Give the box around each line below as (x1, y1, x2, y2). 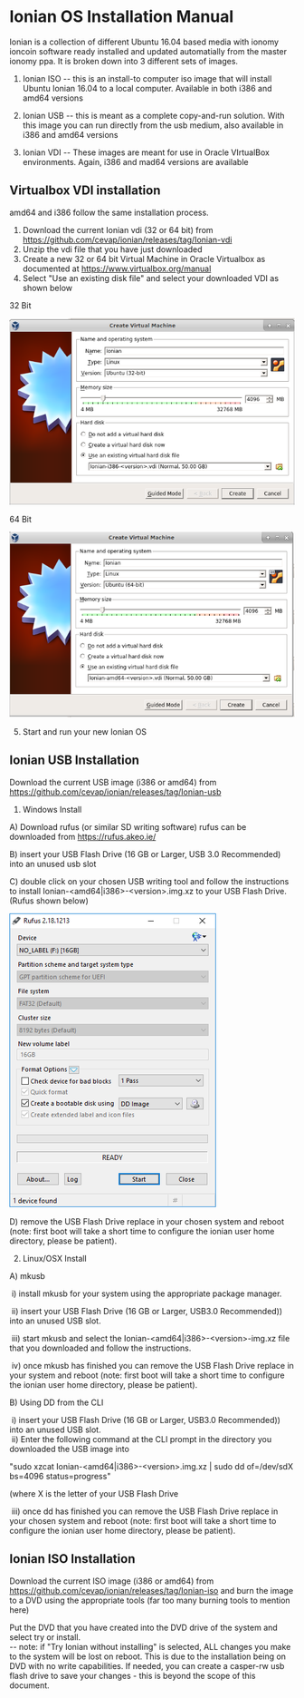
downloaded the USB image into (9, 1443, 129, 1454)
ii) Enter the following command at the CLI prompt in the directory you (11, 1433, 272, 1444)
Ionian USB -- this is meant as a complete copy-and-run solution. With (22, 110, 285, 121)
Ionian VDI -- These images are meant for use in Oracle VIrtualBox (22, 147, 270, 158)
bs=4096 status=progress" (9, 1470, 111, 1481)
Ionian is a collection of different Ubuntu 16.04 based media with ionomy (9, 36, 279, 47)
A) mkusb (9, 1270, 45, 1281)
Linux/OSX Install (22, 1253, 88, 1264)
